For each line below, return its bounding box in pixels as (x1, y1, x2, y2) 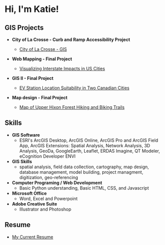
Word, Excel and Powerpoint (19, 196, 78, 202)
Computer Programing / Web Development (11, 180, 103, 186)
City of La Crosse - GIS (19, 46, 67, 52)
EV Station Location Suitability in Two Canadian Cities (19, 85, 130, 91)
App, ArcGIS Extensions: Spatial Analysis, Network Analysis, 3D (19, 142, 151, 148)
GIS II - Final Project (11, 75, 54, 81)
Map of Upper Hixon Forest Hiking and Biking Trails (19, 104, 125, 110)
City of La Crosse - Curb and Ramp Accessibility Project (11, 36, 131, 42)
